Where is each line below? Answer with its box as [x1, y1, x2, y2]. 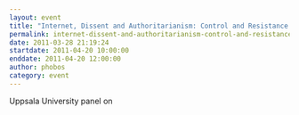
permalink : [9, 29, 50, 38]
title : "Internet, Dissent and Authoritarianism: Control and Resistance [9, 21, 289, 30]
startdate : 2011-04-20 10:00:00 [9, 46, 129, 55]
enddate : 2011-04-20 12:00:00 [9, 54, 122, 63]
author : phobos [9, 63, 66, 72]
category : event [9, 71, 69, 80]
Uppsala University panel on [9, 95, 113, 106]
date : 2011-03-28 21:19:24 [9, 37, 109, 47]
